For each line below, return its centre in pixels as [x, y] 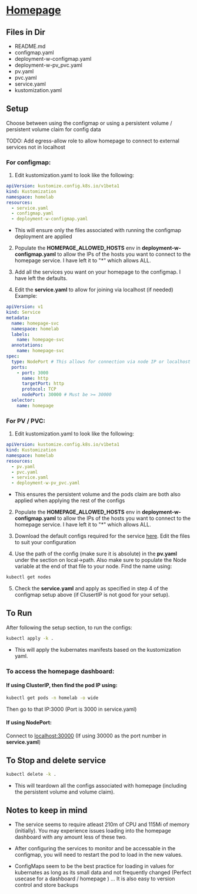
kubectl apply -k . [30, 638]
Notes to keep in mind [47, 810]
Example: [26, 296]
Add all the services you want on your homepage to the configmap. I [98, 272]
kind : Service [24, 313]
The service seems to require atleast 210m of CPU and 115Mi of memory [102, 824]
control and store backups [46, 885]
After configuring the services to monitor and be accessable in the [95, 849]
